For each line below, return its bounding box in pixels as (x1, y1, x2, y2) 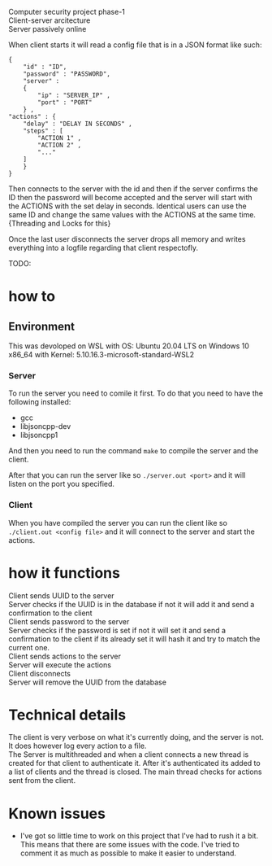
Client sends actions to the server (8, 651, 122, 661)
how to (8, 287, 55, 306)
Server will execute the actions (8, 659, 112, 670)
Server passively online (8, 24, 87, 33)
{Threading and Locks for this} (8, 219, 111, 228)
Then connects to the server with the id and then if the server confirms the (8, 184, 258, 194)
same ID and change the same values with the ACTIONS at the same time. (8, 210, 256, 219)
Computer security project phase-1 (8, 7, 126, 16)
